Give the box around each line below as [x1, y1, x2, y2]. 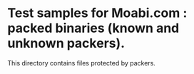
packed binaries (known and [7, 20, 180, 36]
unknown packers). [7, 36, 126, 51]
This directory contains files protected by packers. [7, 58, 155, 67]
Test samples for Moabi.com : [7, 5, 188, 21]
